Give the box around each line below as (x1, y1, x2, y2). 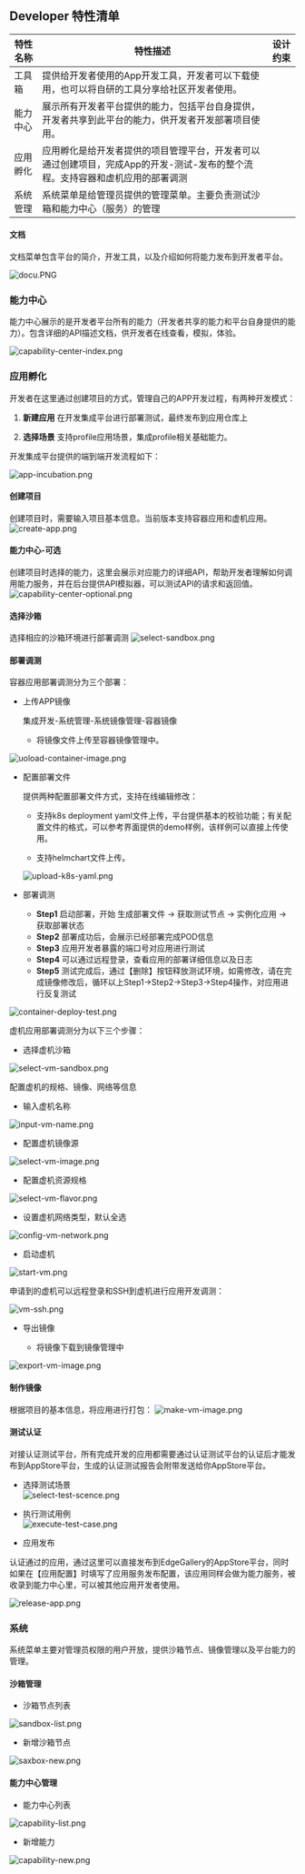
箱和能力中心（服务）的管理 (42, 202, 161, 215)
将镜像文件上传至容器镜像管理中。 (35, 735, 164, 746)
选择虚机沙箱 (22, 1044, 71, 1055)
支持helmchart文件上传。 (35, 852, 130, 863)
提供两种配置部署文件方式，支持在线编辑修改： (22, 791, 198, 802)
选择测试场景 (22, 1479, 71, 1490)
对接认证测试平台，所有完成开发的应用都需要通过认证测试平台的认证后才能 (9, 1448, 288, 1459)
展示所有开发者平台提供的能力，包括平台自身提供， (42, 99, 261, 112)
